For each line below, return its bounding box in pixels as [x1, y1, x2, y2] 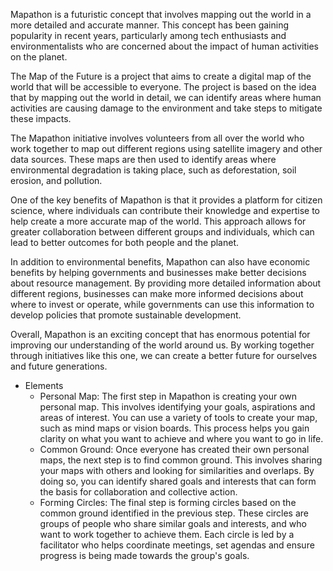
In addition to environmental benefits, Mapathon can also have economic [10, 256, 311, 268]
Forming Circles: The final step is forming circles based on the [39, 497, 297, 508]
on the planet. [10, 51, 68, 63]
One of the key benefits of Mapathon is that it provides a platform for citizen [10, 194, 323, 206]
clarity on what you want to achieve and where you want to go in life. [39, 433, 324, 444]
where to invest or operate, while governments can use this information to [10, 299, 315, 310]
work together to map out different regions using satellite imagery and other [10, 143, 323, 154]
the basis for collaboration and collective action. [39, 486, 238, 498]
